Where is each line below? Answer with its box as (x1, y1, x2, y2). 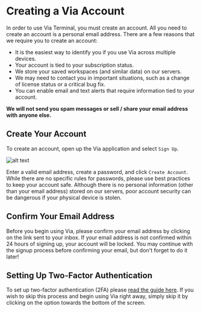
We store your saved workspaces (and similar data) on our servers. (14, 67, 182, 75)
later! (6, 253, 19, 260)
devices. (14, 55, 37, 62)
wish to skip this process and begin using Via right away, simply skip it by (6, 293, 188, 300)
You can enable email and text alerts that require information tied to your (14, 87, 195, 94)
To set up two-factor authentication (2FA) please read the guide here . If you (6, 286, 194, 293)
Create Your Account (6, 129, 87, 139)
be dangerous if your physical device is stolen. (6, 194, 122, 201)
